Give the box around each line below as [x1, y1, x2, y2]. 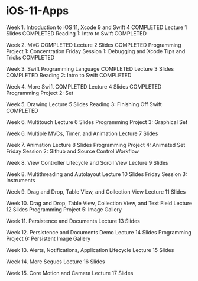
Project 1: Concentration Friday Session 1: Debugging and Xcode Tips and [6, 47, 186, 54]
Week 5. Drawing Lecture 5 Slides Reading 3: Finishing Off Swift [6, 100, 163, 107]
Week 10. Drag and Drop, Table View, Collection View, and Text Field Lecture [6, 200, 193, 207]
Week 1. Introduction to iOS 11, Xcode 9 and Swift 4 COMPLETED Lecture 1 [6, 24, 187, 31]
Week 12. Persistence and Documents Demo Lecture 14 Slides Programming [6, 228, 191, 236]
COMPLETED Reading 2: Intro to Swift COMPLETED [6, 71, 132, 79]
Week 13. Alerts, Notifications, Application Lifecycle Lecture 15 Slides [6, 246, 174, 253]
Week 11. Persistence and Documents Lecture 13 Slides [6, 217, 140, 224]
